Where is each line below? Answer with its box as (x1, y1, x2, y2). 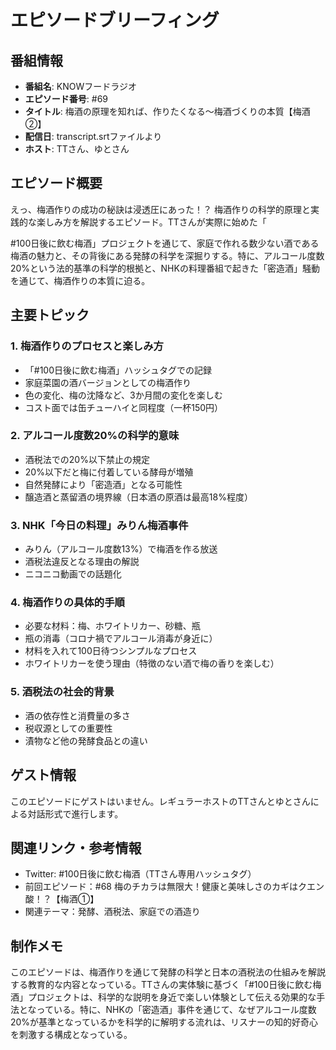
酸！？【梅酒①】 (24, 893, 100, 905)
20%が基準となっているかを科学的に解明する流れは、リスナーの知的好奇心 (10, 1016, 318, 1028)
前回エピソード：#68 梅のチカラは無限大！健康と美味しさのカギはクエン (24, 881, 325, 893)
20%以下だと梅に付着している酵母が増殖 (24, 466, 194, 478)
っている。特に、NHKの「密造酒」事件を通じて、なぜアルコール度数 (36, 1004, 317, 1016)
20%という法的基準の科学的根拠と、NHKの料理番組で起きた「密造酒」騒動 (10, 262, 320, 274)
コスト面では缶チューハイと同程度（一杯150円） (24, 401, 224, 413)
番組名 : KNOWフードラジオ (24, 81, 137, 92)
